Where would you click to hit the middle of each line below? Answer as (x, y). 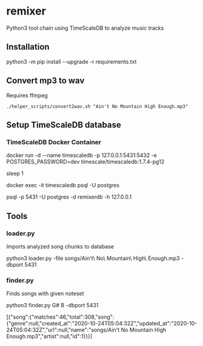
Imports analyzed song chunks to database (60, 246)
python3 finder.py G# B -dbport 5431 (52, 305)
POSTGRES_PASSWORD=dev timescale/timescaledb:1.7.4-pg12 (85, 162)
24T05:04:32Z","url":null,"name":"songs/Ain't (63, 330)
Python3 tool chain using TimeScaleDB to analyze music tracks (85, 28)
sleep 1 (15, 173)
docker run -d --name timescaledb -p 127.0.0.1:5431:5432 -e (82, 155)
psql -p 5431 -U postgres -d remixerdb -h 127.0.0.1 (69, 197)
